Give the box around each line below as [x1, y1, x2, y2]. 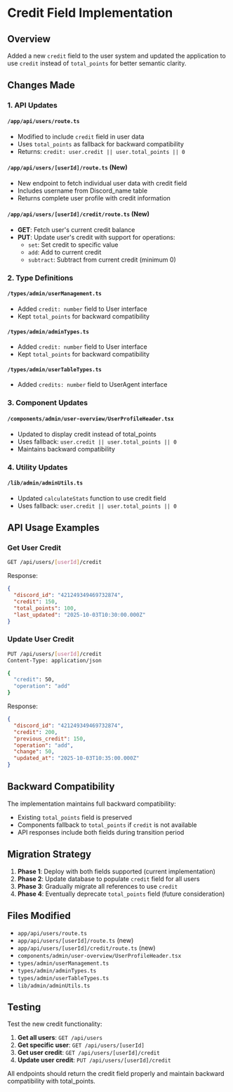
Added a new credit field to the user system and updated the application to [7, 51, 226, 60]
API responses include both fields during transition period [17, 828, 185, 836]
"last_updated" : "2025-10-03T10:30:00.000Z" [13, 611, 146, 618]
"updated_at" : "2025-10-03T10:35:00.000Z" [13, 754, 140, 762]
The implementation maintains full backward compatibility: [7, 799, 177, 808]
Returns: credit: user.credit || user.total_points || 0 [17, 147, 185, 155]
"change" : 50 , [13, 748, 55, 755]
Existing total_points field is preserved [17, 813, 132, 821]
